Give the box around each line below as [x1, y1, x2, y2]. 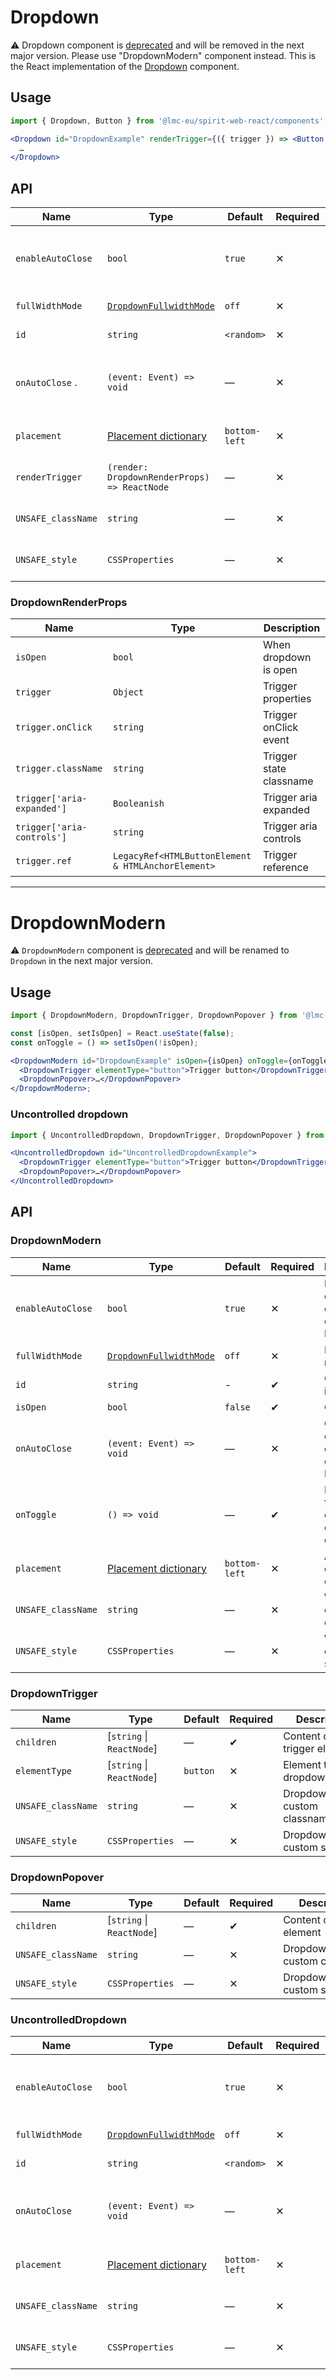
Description [263, 621, 321, 635]
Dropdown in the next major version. [10, 955, 153, 967]
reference [262, 861, 309, 875]
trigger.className [15, 763, 103, 775]
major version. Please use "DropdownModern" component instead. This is [10, 49, 317, 61]
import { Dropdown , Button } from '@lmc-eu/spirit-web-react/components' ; [10, 116, 329, 126]
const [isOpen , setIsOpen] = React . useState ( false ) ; [10, 1028, 235, 1038]
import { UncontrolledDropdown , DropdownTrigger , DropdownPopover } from [10, 1130, 325, 1140]
